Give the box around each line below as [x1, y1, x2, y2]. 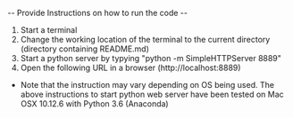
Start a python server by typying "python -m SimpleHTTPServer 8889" [20, 53, 282, 63]
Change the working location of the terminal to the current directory [20, 35, 271, 44]
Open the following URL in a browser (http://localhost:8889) [20, 62, 241, 73]
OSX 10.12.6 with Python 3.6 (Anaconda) [20, 98, 170, 109]
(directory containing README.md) [20, 43, 150, 54]
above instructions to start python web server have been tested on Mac [20, 89, 284, 99]
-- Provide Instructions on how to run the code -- [7, 8, 188, 18]
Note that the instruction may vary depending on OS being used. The [20, 80, 275, 90]
